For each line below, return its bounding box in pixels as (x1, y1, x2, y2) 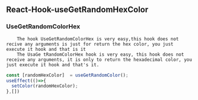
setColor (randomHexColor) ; (11, 83, 78, 89)
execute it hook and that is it (6, 46, 86, 52)
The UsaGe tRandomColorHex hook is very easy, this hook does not (17, 51, 184, 57)
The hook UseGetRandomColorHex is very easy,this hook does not (17, 36, 179, 42)
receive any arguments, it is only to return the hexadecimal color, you (6, 56, 193, 63)
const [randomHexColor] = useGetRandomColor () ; (6, 72, 129, 78)
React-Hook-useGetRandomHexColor (6, 5, 149, 15)
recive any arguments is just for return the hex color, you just (6, 41, 174, 47)
